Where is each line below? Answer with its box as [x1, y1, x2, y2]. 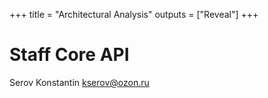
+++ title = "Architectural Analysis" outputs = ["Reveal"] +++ [9, 9, 259, 20]
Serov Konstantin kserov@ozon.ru [9, 76, 150, 88]
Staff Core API [9, 44, 130, 66]
